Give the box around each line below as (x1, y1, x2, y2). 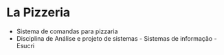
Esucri (16, 41, 35, 50)
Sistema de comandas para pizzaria (16, 27, 118, 35)
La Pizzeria (6, 5, 71, 20)
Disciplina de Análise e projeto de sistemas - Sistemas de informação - (16, 34, 217, 42)
